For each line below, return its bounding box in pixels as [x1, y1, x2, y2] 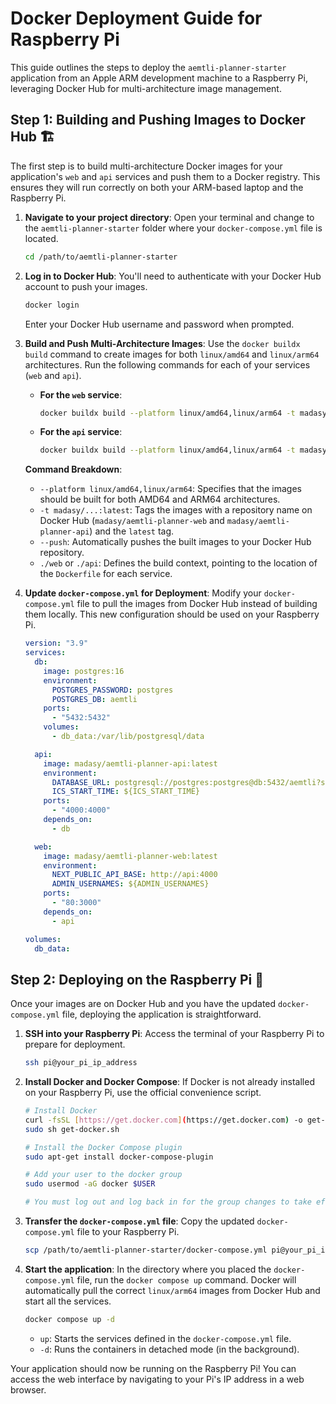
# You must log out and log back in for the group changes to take [24, 1197, 312, 1207]
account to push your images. [24, 280, 148, 292]
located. [24, 232, 59, 244]
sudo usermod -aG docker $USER [24, 1179, 156, 1189]
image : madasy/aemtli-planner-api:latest [43, 758, 218, 769]
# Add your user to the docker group [24, 1170, 183, 1180]
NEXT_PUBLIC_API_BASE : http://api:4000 [51, 870, 218, 880]
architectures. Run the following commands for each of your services [24, 358, 311, 371]
